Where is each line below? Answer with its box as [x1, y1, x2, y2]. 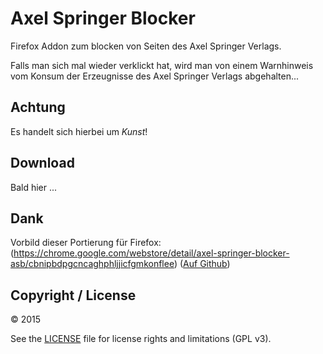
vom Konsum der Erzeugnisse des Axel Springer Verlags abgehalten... [10, 70, 300, 82]
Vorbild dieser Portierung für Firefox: [10, 237, 162, 249]
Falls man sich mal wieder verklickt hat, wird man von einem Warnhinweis [10, 59, 314, 71]
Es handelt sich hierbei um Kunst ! [10, 125, 148, 137]
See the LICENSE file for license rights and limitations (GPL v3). [10, 333, 272, 345]
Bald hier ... [10, 181, 58, 193]
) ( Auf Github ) [173, 258, 231, 270]
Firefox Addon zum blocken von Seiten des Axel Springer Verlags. [10, 40, 282, 52]
